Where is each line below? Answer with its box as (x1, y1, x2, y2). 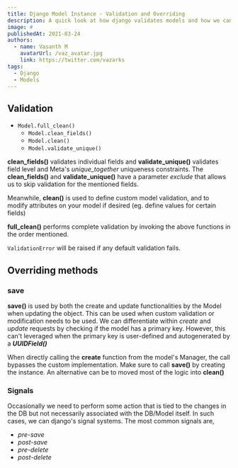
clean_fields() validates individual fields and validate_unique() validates (7, 157, 219, 166)
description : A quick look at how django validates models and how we (7, 17, 220, 24)
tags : (7, 63, 23, 70)
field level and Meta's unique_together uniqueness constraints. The (7, 165, 204, 173)
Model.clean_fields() (28, 130, 92, 137)
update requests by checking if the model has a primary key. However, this (7, 324, 226, 333)
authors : (7, 37, 33, 44)
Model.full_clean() (17, 122, 76, 130)
